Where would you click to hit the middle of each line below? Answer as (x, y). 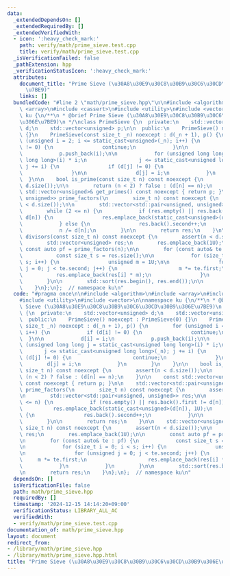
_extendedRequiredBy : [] (49, 26)
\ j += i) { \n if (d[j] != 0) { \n (92, 166)
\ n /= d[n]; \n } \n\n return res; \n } (117, 230)
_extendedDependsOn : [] (47, 20)
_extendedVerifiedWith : (47, 33)
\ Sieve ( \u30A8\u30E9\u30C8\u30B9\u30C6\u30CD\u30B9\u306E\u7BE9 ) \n (121, 307)
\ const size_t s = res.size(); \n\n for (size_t (122, 256)
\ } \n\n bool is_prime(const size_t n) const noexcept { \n (112, 179)
